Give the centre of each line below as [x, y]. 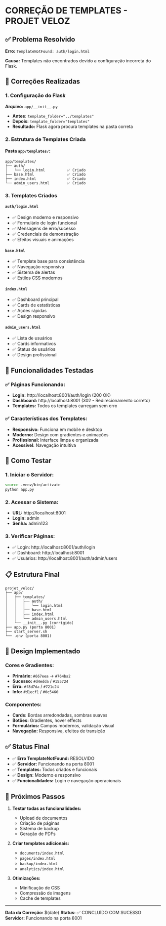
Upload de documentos [43, 818]
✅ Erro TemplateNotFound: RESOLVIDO [53, 758]
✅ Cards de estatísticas [36, 305]
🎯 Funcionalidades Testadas [49, 370]
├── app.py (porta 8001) [31, 628]
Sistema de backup [39, 828]
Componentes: [23, 704]
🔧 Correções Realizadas [43, 82]
